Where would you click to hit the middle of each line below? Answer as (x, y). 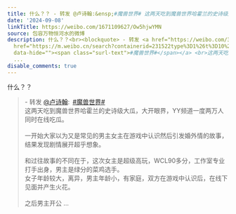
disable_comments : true (42, 66)
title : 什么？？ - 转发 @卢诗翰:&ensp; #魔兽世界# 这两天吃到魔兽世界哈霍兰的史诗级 (118, 14)
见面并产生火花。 (49, 187)
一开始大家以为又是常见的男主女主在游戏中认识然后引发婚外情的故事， (126, 135)
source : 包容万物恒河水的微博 (46, 33)
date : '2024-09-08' (36, 20)
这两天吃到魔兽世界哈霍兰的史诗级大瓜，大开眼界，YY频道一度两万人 (124, 110)
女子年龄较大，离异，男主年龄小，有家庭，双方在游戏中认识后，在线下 (126, 178)
